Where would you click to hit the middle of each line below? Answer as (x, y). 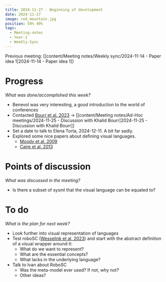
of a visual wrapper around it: (42, 243)
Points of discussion (48, 166)
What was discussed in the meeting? (43, 180)
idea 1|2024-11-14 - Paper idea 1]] (40, 61)
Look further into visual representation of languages (65, 233)
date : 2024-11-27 (23, 14)
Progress (24, 81)
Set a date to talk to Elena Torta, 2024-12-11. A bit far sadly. (73, 131)
